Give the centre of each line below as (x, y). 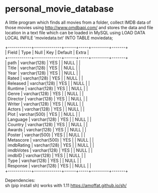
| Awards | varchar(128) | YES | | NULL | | (46, 129)
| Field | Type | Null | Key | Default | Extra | (47, 52)
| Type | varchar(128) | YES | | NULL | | (43, 161)
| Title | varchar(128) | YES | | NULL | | (43, 68)
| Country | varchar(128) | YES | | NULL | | (46, 124)
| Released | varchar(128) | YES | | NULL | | (47, 83)
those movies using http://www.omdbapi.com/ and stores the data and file (79, 27)
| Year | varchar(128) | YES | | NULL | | (43, 73)
